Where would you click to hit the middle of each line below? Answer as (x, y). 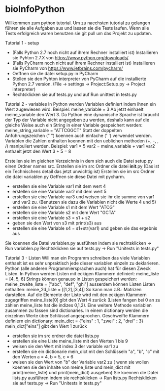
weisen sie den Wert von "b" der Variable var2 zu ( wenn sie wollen (81, 362)
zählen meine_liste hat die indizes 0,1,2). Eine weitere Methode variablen (78, 305)
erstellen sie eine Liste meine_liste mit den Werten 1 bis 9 (70, 341)
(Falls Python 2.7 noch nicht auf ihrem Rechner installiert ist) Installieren (85, 52)
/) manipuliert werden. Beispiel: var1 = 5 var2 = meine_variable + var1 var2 (80, 146)
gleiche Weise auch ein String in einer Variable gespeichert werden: (74, 125)
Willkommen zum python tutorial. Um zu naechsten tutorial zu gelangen (78, 23)
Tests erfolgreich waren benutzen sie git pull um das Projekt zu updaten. (79, 33)
